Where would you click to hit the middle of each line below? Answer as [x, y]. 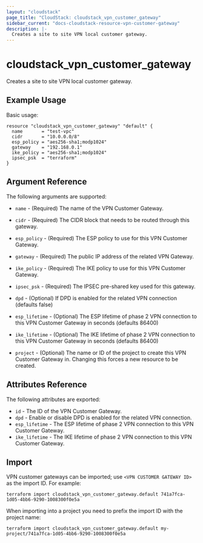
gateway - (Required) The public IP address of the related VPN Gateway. [104, 256]
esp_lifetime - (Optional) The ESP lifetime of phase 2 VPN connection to [106, 316]
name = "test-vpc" [43, 131]
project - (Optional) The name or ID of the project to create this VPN [101, 352]
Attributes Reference [47, 385]
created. [25, 365]
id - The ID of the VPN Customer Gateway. [68, 411]
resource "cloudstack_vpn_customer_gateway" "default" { [80, 126]
